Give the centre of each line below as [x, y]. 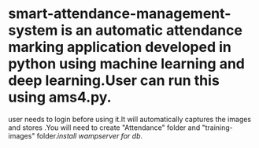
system [33, 30]
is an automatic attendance [152, 30]
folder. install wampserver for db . [90, 135]
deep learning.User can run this [114, 81]
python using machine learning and [127, 64]
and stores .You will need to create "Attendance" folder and [104, 128]
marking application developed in [120, 47]
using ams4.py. [60, 97]
